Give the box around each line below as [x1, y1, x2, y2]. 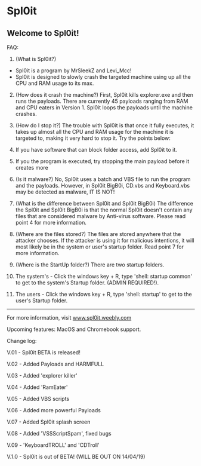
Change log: [7, 338, 37, 344]
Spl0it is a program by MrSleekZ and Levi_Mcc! [15, 67, 132, 74]
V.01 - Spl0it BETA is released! [7, 349, 81, 356]
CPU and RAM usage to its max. [15, 79, 94, 87]
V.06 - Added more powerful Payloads [7, 407, 101, 413]
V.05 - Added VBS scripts [7, 396, 70, 402]
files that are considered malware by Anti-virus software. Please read [15, 213, 186, 219]
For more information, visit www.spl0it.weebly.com [7, 314, 132, 321]
